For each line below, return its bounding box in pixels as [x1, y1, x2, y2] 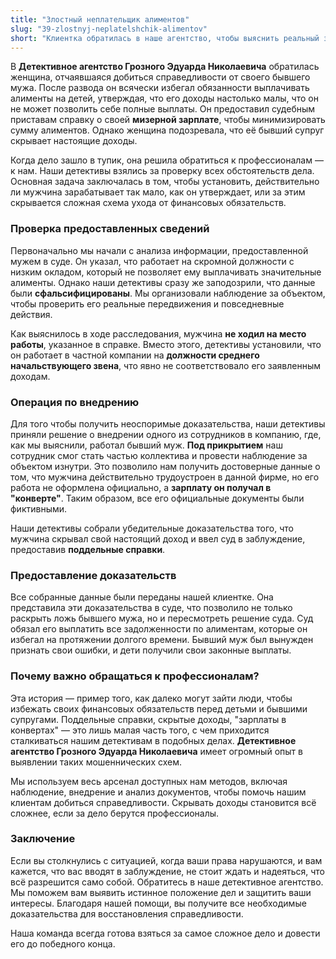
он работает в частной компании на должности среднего [10, 349, 260, 361]
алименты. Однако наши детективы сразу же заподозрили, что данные [10, 276, 316, 288]
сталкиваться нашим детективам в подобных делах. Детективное [10, 734, 297, 746]
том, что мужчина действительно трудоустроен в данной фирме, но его [10, 471, 320, 483]
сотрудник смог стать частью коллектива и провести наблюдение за [10, 449, 308, 461]
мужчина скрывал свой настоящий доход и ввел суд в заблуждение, [10, 532, 306, 545]
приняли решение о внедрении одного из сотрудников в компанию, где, [10, 428, 322, 440]
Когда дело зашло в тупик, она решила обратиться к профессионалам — [10, 154, 324, 166]
